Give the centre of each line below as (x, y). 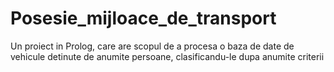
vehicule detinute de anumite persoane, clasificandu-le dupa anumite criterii (167, 56)
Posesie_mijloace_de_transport (143, 18)
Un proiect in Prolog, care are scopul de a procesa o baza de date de (152, 46)
